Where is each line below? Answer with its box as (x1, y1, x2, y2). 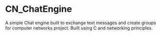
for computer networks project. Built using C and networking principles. (5, 25, 153, 31)
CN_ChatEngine (5, 3, 72, 15)
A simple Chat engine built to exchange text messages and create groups (5, 20, 156, 26)
